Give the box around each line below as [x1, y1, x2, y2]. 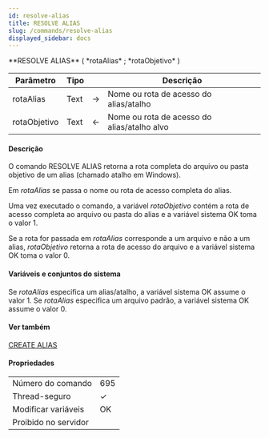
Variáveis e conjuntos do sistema [8, 269, 122, 279]
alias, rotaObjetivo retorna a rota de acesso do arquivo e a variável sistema [8, 242, 255, 252]
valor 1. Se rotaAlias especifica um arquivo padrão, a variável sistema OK [8, 295, 250, 305]
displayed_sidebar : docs [8, 34, 91, 42]
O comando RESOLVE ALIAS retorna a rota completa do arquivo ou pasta [8, 162, 249, 171]
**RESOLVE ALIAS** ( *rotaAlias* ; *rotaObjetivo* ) [8, 56, 180, 66]
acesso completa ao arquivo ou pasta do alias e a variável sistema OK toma [8, 210, 258, 219]
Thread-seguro [12, 391, 71, 402]
